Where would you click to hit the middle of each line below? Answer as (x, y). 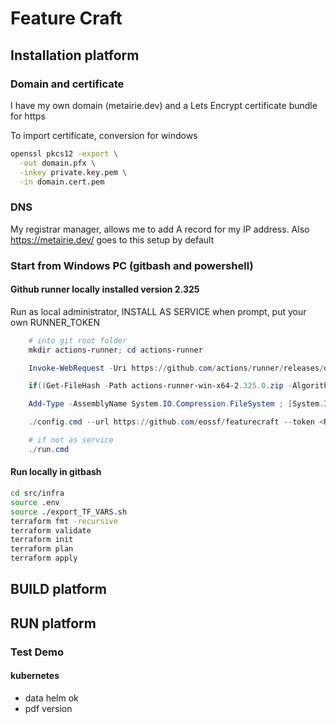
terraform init (42, 540)
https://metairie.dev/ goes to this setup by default (112, 239)
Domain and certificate (67, 84)
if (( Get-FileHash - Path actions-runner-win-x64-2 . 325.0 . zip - (160, 386)
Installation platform (75, 55)
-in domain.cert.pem (62, 182)
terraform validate (51, 530)
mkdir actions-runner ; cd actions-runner (115, 350)
